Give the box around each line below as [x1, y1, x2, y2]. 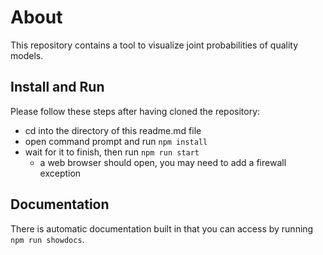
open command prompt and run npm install [24, 135, 208, 147]
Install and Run [10, 79, 105, 96]
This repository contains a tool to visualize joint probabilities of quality [10, 39, 299, 51]
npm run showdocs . [10, 233, 85, 245]
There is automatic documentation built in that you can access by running [10, 222, 314, 235]
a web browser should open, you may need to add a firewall [39, 156, 287, 168]
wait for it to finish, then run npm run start [24, 146, 200, 158]
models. [10, 49, 44, 61]
